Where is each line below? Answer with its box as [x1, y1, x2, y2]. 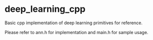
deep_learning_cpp [4, 3, 86, 15]
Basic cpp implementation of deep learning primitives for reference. [4, 20, 143, 26]
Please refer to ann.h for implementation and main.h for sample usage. [4, 29, 149, 35]
